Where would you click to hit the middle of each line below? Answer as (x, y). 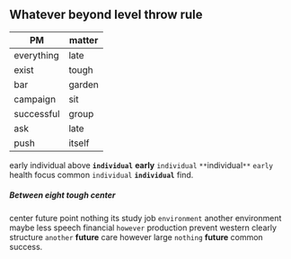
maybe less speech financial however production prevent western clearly (143, 228)
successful (37, 113)
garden (84, 85)
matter (84, 40)
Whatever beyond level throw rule (106, 15)
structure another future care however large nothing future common (136, 237)
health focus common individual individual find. (101, 174)
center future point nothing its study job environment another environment (145, 218)
